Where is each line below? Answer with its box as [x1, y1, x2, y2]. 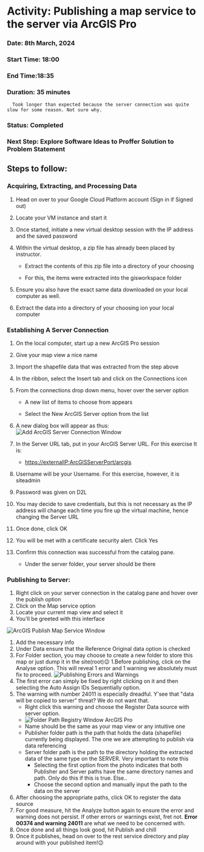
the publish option [15, 596, 61, 603]
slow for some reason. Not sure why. [7, 107, 103, 113]
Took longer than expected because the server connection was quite [12, 102, 189, 108]
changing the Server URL [15, 513, 79, 521]
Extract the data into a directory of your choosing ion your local [15, 304, 174, 311]
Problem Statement [7, 145, 66, 153]
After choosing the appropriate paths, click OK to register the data [15, 794, 182, 801]
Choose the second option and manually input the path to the [33, 781, 188, 788]
